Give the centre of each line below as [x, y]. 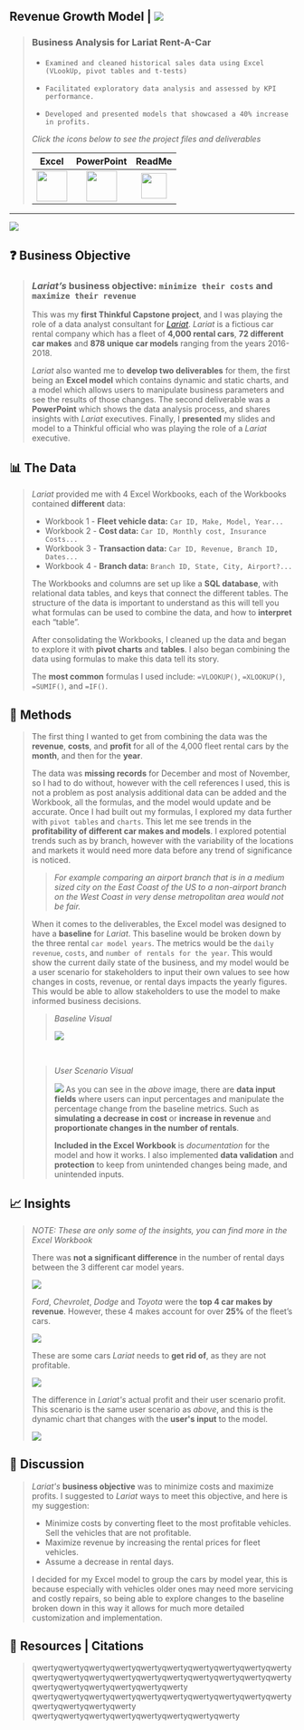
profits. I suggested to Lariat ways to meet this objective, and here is [159, 1495]
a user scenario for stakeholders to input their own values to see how [161, 972]
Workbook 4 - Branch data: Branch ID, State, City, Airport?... [168, 566]
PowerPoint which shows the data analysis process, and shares [151, 410]
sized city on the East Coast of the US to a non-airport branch [170, 887]
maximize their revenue [84, 296]
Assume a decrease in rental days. [109, 1561]
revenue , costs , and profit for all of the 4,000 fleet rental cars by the [160, 746]
